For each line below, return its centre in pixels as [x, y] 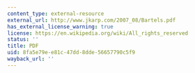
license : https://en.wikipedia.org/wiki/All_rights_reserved [98, 33]
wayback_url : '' [31, 59]
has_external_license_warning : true [60, 26]
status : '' [23, 40]
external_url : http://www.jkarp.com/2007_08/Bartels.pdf [92, 20]
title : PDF [23, 46]
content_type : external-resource [56, 14]
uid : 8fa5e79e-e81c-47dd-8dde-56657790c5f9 [71, 53]
